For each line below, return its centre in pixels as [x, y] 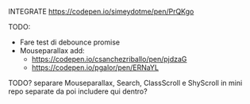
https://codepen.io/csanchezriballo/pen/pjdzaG [109, 59]
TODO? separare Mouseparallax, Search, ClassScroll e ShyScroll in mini [125, 83]
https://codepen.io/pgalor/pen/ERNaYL [95, 67]
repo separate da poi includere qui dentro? [78, 91]
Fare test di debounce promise [70, 42]
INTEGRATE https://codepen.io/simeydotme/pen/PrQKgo [101, 12]
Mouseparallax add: [52, 50]
